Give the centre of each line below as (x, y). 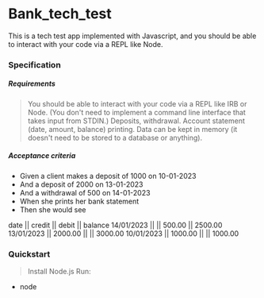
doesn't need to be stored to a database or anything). (115, 137)
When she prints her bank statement (79, 201)
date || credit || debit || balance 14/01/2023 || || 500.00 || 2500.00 (115, 225)
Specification (34, 64)
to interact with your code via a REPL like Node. (86, 44)
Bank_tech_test (60, 14)
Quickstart (29, 253)
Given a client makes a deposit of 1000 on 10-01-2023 (108, 176)
